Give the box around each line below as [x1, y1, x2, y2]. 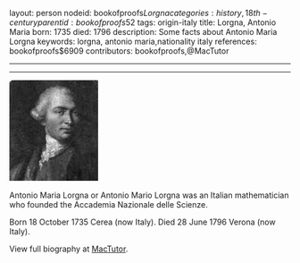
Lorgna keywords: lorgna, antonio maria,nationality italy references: [9, 36, 257, 47]
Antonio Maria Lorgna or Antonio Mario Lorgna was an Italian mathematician [9, 190, 289, 200]
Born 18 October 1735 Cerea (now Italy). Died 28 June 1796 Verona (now [9, 216, 276, 227]
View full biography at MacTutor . [9, 243, 129, 254]
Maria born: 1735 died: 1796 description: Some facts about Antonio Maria [9, 27, 278, 37]
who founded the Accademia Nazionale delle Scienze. [9, 199, 208, 209]
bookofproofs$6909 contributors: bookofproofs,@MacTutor [9, 46, 229, 56]
